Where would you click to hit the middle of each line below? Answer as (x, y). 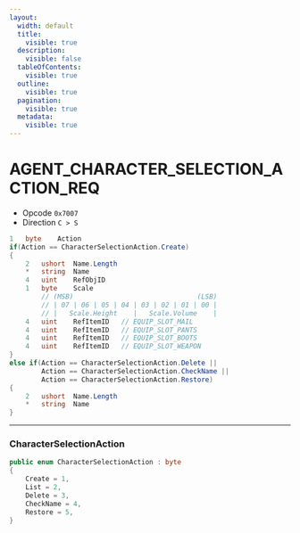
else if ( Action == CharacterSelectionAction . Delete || (113, 363)
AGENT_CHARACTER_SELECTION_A (146, 169)
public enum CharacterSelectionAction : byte (95, 463)
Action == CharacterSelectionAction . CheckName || (135, 371)
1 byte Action (46, 238)
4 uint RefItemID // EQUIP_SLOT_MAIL (109, 322)
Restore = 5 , (50, 512)
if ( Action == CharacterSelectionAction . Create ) (100, 247)
